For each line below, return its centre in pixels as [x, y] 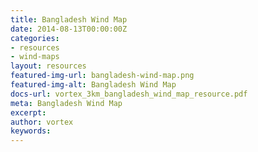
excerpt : [28, 112]
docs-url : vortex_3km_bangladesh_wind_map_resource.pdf [129, 94]
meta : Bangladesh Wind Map [66, 103]
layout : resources [48, 66]
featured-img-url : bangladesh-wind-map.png [102, 76]
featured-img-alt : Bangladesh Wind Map [93, 85]
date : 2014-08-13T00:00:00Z [69, 29]
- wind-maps [35, 57]
